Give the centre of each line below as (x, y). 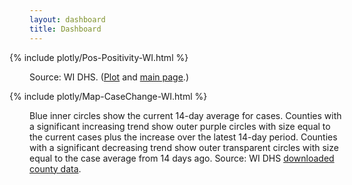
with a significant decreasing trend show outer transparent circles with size (184, 147)
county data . (55, 168)
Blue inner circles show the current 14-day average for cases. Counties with (185, 115)
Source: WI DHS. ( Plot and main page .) (109, 77)
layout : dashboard (67, 19)
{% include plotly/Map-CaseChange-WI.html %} (108, 96)
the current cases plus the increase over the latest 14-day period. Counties (183, 137)
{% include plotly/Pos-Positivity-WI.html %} (99, 57)
